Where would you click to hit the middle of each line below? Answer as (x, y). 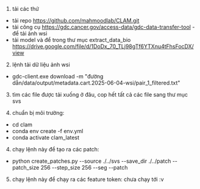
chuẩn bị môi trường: (38, 113)
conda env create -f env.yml (48, 131)
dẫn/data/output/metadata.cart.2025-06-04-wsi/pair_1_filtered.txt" (96, 83)
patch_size (26, 167)
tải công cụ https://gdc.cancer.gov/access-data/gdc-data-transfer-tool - (103, 27)
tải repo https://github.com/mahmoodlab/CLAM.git (76, 20)
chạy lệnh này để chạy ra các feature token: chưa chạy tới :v (88, 179)
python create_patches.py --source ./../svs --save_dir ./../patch (91, 161)
